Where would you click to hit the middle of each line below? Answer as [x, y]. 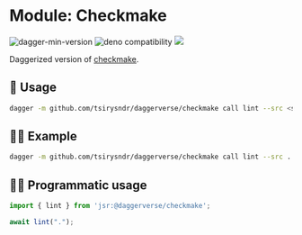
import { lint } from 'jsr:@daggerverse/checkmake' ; [110, 206]
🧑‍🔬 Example [44, 136]
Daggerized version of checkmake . [74, 59]
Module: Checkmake [89, 16]
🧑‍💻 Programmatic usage [78, 185]
